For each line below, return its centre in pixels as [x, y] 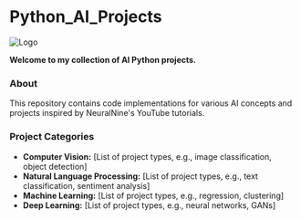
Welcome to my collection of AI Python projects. [103, 59]
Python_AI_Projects [86, 17]
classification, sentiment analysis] [86, 185]
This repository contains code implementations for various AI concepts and [151, 103]
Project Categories [52, 137]
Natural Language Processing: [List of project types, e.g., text [140, 176]
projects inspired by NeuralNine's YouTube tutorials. [107, 113]
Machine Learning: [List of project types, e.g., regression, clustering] [153, 195]
